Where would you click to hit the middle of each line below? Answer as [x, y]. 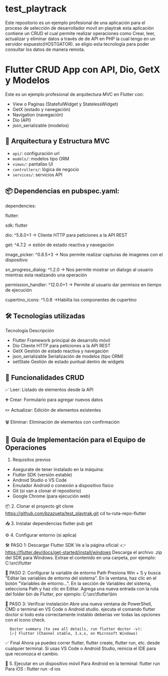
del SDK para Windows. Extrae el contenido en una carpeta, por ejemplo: [81, 557]
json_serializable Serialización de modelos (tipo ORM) [68, 356]
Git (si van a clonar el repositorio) [47, 491]
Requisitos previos [32, 459]
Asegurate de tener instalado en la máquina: [58, 469]
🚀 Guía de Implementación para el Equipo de [75, 440]
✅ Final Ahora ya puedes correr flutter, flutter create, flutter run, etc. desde [83, 643]
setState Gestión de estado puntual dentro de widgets [68, 362]
